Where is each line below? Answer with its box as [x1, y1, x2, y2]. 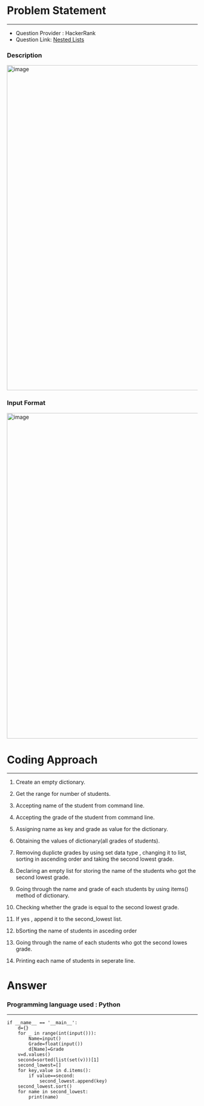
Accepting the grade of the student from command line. [15, 814, 155, 821]
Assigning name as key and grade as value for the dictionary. [15, 826, 168, 833]
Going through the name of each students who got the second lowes [15, 939, 188, 946]
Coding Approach [7, 753, 98, 767]
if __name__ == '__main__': [7, 1019, 78, 1026]
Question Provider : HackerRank [15, 29, 96, 36]
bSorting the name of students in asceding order [15, 927, 137, 935]
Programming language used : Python [7, 1000, 120, 1008]
